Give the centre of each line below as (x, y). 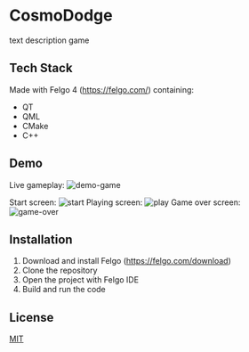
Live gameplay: (37, 184)
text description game (49, 40)
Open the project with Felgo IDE (80, 280)
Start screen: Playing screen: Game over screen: (125, 202)
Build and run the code (64, 290)
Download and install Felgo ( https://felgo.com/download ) (126, 261)
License (32, 317)
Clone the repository (60, 270)
